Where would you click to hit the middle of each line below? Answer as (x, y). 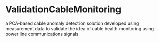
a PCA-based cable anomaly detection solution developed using (72, 23)
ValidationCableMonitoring (63, 9)
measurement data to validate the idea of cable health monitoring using (80, 28)
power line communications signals (42, 34)
